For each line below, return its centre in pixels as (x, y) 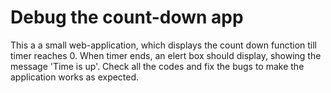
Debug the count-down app (127, 17)
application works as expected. (75, 77)
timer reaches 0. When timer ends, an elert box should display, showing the (166, 55)
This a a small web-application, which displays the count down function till (163, 45)
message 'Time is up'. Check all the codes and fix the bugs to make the (157, 66)
